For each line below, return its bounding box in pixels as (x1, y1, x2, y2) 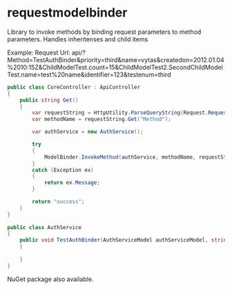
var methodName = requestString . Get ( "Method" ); (32, 116, 171, 123)
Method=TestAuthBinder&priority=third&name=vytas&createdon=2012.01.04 (7, 55, 224, 64)
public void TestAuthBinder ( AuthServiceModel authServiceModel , (19, 237, 209, 244)
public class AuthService (7, 224, 81, 231)
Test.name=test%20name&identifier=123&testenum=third (7, 70, 171, 79)
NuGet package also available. (7, 275, 94, 283)
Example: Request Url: (7, 48, 70, 57)
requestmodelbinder (7, 5, 128, 21)
